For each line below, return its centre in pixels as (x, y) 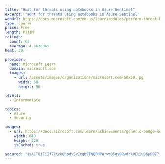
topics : (13, 109)
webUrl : (13, 19)
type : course (18, 23)
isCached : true (29, 145)
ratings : (14, 37)
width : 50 (28, 82)
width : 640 (25, 136)
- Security (21, 118)
